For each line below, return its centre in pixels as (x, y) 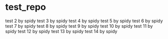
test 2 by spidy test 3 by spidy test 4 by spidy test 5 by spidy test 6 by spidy (84, 21)
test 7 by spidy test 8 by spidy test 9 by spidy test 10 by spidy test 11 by (79, 26)
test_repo (26, 7)
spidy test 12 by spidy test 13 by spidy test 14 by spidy (61, 31)
